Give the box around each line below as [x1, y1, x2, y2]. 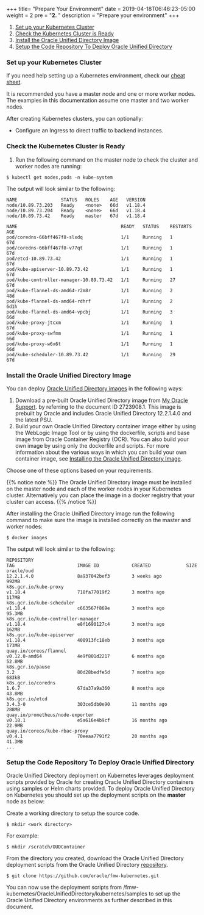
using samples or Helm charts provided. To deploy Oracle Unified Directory [6, 785, 195, 792]
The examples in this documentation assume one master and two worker [6, 97, 189, 104]
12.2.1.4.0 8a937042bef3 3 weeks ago [6, 573, 163, 579]
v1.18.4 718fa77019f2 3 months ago [6, 589, 165, 595]
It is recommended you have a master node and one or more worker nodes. [6, 90, 196, 98]
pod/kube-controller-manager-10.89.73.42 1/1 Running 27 [6, 277, 175, 283]
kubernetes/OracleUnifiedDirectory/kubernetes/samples [6, 890, 148, 897]
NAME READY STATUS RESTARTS [6, 223, 192, 229]
